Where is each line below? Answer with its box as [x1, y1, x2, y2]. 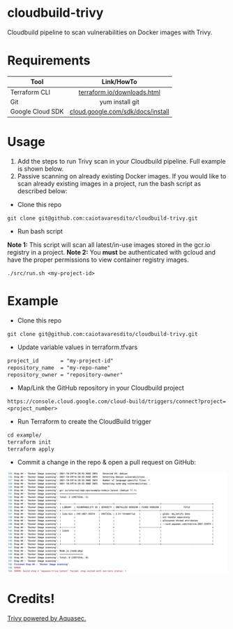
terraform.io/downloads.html [78, 87, 160, 96]
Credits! [7, 591, 55, 607]
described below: [17, 187, 68, 195]
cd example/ [7, 432, 42, 439]
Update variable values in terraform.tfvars [17, 343, 138, 351]
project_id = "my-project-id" [7, 357, 114, 365]
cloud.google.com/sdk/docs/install [69, 107, 170, 116]
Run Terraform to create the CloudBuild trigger [17, 417, 151, 425]
